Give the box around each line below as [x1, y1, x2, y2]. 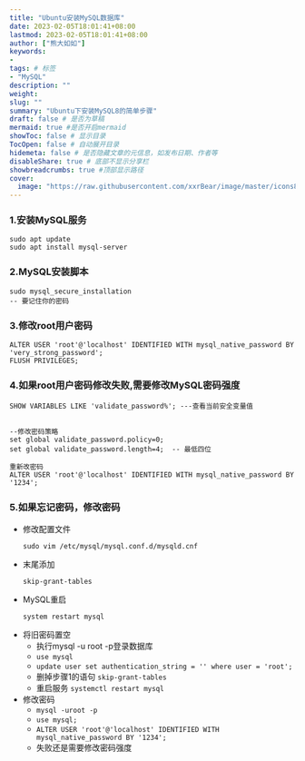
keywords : [9, 47, 47, 56]
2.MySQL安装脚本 [9, 265, 89, 278]
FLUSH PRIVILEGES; [9, 356, 79, 366]
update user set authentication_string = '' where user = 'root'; [35, 662, 293, 671]
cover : [9, 173, 34, 183]
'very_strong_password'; [9, 349, 103, 358]
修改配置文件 [22, 523, 71, 534]
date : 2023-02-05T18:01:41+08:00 [9, 22, 136, 31]
